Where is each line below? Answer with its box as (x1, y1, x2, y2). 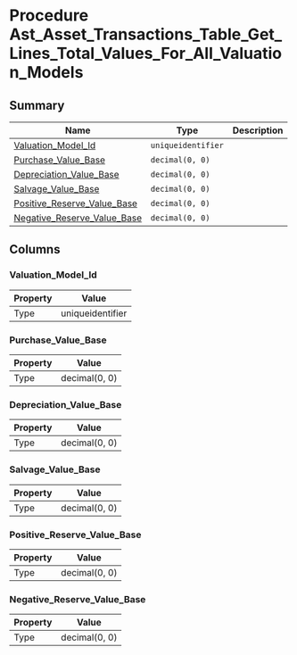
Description (232, 124, 284, 137)
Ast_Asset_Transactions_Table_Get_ (9, 24, 283, 45)
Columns (9, 242, 61, 257)
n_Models (9, 62, 84, 83)
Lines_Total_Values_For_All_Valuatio (9, 44, 283, 63)
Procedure (9, 5, 89, 26)
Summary (9, 97, 65, 112)
